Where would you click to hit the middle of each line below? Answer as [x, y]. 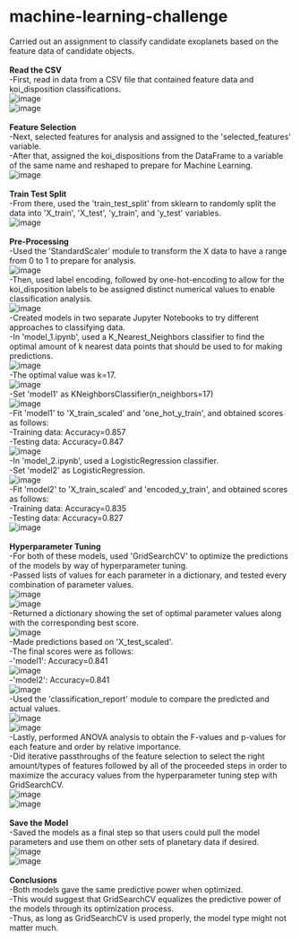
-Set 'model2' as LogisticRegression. [77, 470]
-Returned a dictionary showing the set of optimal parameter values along [146, 613]
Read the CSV [36, 70]
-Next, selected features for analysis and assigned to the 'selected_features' [150, 136]
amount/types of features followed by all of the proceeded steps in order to [148, 765]
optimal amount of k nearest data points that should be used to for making [146, 346]
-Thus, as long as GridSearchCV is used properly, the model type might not [148, 918]
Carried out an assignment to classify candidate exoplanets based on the [144, 41]
